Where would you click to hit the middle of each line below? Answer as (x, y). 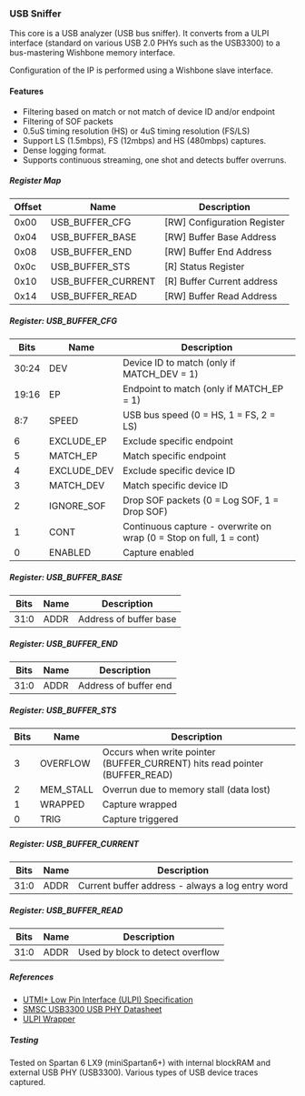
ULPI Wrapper (49, 1019)
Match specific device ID (175, 486)
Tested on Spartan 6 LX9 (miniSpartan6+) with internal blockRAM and (140, 1063)
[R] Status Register (204, 266)
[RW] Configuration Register (225, 223)
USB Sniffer (35, 14)
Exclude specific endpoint (177, 441)
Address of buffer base (128, 619)
